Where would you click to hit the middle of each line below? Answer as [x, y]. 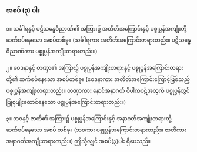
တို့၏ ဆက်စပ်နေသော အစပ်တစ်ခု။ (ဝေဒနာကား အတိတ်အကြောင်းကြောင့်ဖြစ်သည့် [98, 79]
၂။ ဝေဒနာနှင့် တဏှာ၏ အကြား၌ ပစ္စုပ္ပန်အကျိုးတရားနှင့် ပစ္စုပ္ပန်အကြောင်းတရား [95, 68]
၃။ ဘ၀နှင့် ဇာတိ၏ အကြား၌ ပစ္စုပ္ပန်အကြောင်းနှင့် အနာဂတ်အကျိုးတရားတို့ [89, 119]
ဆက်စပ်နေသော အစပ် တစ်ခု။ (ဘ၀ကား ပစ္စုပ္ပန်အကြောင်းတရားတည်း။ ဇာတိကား [96, 130]
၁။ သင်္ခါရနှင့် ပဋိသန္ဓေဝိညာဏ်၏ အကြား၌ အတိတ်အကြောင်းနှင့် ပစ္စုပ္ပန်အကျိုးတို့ [96, 29]
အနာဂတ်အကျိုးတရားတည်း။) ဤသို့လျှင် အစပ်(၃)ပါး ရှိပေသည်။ [79, 141]
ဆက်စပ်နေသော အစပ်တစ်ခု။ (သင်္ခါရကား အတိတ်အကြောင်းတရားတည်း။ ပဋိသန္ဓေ [98, 40]
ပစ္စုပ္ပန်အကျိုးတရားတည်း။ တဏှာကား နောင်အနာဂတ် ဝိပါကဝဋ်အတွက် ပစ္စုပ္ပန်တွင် [98, 91]
